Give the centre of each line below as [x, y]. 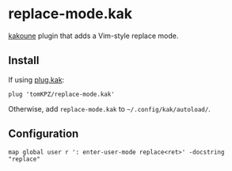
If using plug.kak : [36, 79]
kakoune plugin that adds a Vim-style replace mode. [93, 36]
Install [24, 61]
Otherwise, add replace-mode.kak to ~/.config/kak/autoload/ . [110, 108]
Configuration [44, 134]
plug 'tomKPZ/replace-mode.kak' [61, 94]
